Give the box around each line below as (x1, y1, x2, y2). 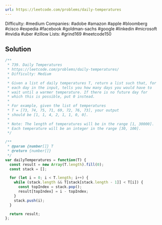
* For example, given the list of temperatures (7, 103, 106, 108)
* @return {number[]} (7, 148, 51, 154)
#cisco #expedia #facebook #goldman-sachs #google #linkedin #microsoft (5, 25, 158, 32)
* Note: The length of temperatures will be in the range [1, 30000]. (7, 122, 154, 126)
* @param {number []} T (7, 144, 54, 149)
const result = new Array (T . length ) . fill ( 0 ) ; (9, 162, 104, 167)
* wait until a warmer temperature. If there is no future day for (7, 90, 148, 95)
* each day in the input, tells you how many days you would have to (7, 85, 152, 90)
